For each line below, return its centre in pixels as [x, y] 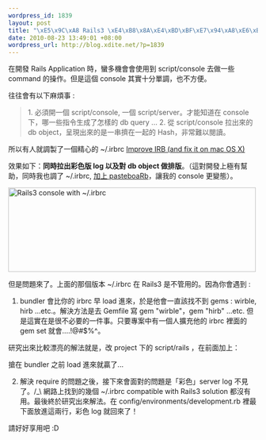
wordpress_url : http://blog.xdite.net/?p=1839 [86, 45]
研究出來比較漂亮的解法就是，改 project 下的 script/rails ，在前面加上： [124, 348]
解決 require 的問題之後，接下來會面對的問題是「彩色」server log [126, 381]
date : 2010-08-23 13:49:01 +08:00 [65, 38]
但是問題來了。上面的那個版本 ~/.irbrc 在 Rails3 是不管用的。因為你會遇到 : [129, 284]
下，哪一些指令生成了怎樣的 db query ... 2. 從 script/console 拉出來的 [140, 122]
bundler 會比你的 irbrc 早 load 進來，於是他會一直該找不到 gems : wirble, [138, 301]
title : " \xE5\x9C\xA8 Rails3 [56, 30]
